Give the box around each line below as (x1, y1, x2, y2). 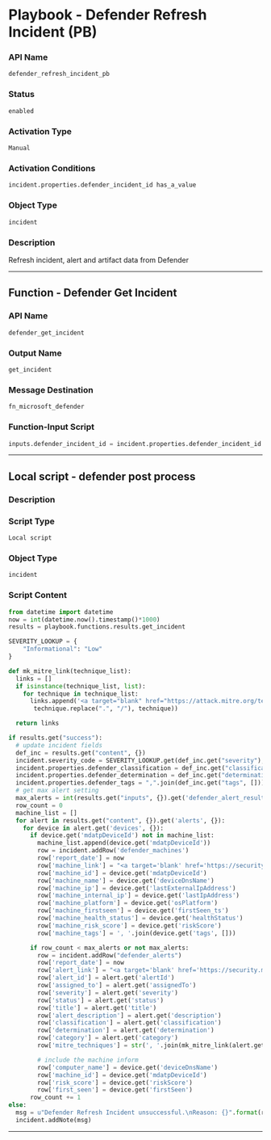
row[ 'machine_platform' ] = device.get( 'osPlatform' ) (37, 899, 219, 907)
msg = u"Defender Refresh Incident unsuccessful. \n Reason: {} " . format (15, 1108, 258, 1117)
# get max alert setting (15, 786, 99, 795)
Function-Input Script (8, 422, 95, 433)
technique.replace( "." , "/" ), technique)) (33, 705, 179, 713)
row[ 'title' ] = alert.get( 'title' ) (37, 1003, 157, 1012)
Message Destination (8, 384, 94, 395)
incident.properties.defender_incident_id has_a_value (8, 181, 197, 189)
